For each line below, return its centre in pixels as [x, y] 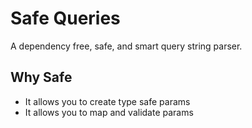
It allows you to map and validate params [109, 112]
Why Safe [41, 77]
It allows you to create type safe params [107, 101]
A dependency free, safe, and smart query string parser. [126, 46]
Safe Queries [65, 18]
